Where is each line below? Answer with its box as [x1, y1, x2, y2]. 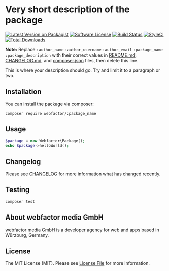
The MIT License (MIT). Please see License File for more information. [5, 260, 150, 266]
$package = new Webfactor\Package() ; [5, 139, 85, 144]
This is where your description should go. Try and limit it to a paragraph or [5, 67, 161, 73]
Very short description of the [5, 4, 130, 15]
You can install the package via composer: [5, 101, 94, 107]
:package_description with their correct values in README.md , [5, 52, 137, 58]
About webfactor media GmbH [5, 213, 104, 222]
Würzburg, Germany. [5, 232, 49, 238]
